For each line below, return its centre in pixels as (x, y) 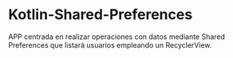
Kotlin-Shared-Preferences (101, 15)
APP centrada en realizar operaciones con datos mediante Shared (117, 37)
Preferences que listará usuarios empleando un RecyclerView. (110, 44)
